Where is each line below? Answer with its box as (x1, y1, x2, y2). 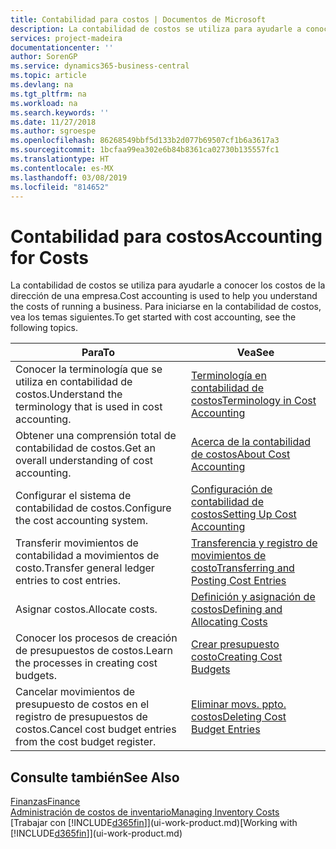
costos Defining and (191, 602, 283, 616)
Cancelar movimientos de (15, 685, 136, 699)
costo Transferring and (191, 561, 295, 575)
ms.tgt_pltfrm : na (10, 89, 87, 99)
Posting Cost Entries (191, 574, 287, 588)
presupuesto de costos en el (15, 697, 150, 711)
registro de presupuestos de (15, 710, 148, 724)
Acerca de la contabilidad (191, 435, 311, 449)
